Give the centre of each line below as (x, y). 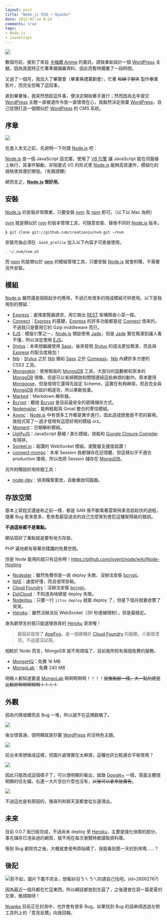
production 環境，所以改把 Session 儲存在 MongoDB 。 (68, 459)
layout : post (19, 10)
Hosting (13, 565)
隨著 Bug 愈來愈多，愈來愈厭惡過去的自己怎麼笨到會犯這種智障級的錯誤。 (80, 517)
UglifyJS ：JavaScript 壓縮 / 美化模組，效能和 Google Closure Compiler (85, 434)
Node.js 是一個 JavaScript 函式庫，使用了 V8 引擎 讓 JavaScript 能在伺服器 (82, 159)
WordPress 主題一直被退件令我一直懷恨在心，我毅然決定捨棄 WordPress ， (81, 102)
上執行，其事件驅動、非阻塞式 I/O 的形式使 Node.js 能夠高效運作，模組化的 (82, 165)
